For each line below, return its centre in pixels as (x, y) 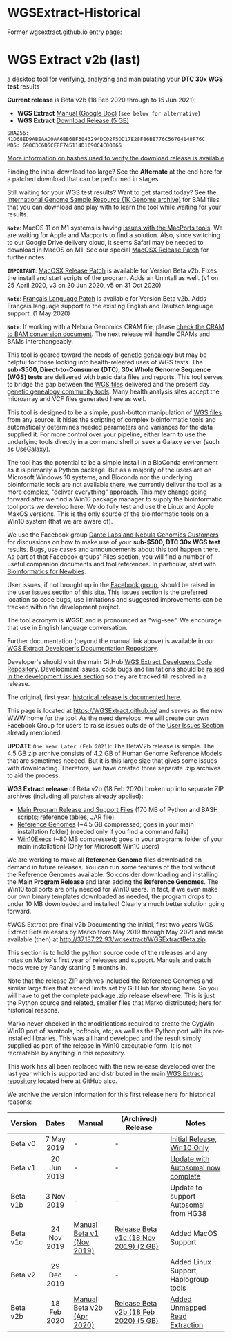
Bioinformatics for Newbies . (47, 571)
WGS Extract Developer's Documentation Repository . (83, 648)
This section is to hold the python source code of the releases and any (107, 952)
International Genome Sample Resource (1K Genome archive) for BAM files (113, 199)
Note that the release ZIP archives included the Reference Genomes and (110, 981)
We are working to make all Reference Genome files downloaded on (105, 860)
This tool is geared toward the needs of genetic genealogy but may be (107, 355)
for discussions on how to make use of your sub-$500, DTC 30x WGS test (114, 542)
